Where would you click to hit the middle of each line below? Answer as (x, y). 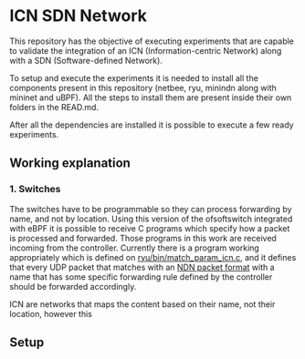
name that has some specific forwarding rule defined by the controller (141, 277)
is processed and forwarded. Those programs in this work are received (143, 238)
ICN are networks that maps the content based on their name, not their (142, 304)
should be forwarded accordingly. (73, 286)
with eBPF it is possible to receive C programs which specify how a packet (150, 228)
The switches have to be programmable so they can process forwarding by (151, 209)
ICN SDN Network (79, 16)
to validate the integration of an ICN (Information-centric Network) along (146, 50)
